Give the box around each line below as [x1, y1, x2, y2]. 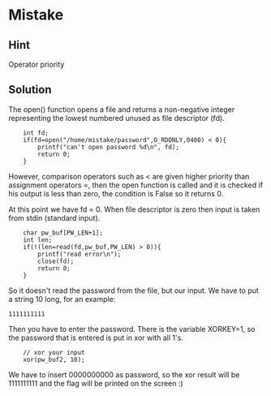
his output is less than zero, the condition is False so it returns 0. [8, 188, 224, 198]
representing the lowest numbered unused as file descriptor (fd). [8, 113, 225, 123]
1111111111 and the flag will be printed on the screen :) [8, 378, 184, 388]
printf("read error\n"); [37, 250, 122, 258]
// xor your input [23, 348, 85, 356]
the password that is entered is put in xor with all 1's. [8, 333, 184, 342]
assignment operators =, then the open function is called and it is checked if [8, 180, 264, 190]
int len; [23, 235, 53, 244]
